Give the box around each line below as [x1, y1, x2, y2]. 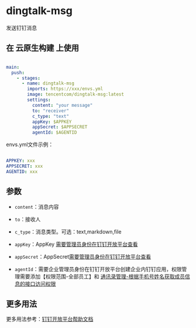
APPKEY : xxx [6, 158, 35, 164]
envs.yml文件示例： [6, 141, 54, 148]
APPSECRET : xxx [6, 163, 43, 169]
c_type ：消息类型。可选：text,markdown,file [14, 228, 122, 235]
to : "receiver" [32, 107, 69, 114]
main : [6, 64, 19, 70]
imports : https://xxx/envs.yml [27, 86, 104, 92]
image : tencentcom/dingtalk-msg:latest [27, 92, 125, 97]
